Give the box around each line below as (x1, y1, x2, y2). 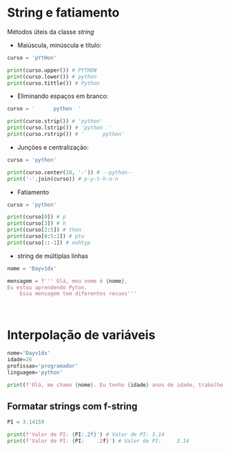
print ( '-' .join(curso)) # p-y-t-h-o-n (7, 175, 118, 182)
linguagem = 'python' (7, 369, 63, 376)
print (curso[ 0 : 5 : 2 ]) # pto (7, 233, 85, 240)
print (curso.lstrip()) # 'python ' (7, 124, 112, 132)
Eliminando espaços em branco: (17, 92, 109, 101)
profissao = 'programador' (7, 363, 79, 370)
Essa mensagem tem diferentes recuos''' (19, 290, 137, 297)
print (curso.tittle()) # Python (7, 79, 100, 87)
